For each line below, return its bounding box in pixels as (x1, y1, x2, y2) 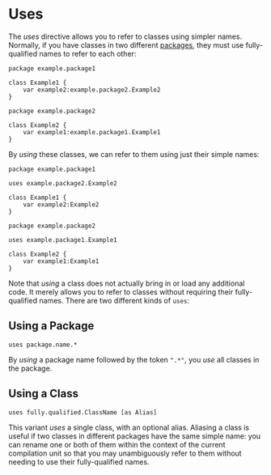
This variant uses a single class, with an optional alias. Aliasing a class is (8, 422, 249, 432)
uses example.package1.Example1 (8, 235, 117, 244)
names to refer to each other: (39, 49, 137, 58)
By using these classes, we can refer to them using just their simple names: (8, 149, 260, 159)
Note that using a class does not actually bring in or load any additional (8, 278, 245, 288)
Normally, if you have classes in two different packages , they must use (8, 40, 244, 49)
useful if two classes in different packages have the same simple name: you (8, 430, 261, 441)
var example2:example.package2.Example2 (23, 86, 161, 94)
